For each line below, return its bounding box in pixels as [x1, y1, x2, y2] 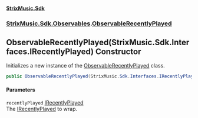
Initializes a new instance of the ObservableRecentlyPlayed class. [6, 62, 165, 69]
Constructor [95, 46, 141, 56]
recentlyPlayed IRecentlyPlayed [6, 99, 84, 106]
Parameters [6, 86, 35, 93]
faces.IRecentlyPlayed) [6, 46, 94, 56]
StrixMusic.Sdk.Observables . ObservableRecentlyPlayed [6, 19, 172, 28]
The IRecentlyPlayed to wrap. [6, 106, 78, 113]
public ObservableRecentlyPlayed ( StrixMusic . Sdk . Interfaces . [6, 73, 160, 79]
